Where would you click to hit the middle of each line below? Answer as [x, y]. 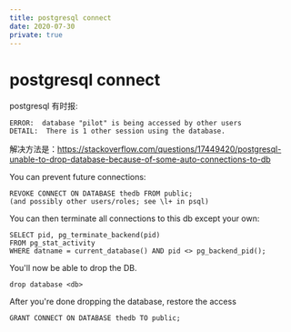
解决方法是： [33, 149]
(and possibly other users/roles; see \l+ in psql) [109, 202]
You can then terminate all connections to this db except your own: [135, 218]
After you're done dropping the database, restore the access [123, 302]
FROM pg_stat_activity [52, 243]
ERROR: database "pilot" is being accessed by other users [126, 124]
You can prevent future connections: [78, 177]
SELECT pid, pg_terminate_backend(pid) [85, 236]
